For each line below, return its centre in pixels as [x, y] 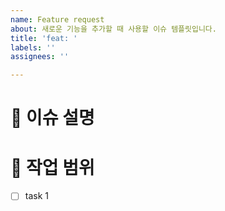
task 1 [36, 196]
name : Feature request [57, 19]
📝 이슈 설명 [52, 118]
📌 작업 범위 [52, 167]
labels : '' [33, 47]
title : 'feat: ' [44, 38]
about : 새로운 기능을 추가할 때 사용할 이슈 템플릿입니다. [113, 29]
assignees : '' [40, 57]
